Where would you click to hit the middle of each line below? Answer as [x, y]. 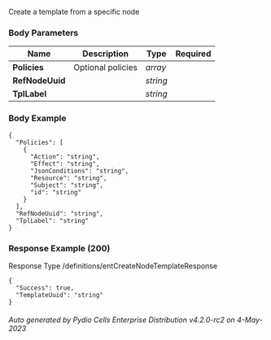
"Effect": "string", [65, 163]
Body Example [37, 119]
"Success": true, [45, 288]
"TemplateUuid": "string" [60, 295]
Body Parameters [44, 33]
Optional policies [105, 68]
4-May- [250, 320]
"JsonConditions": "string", [79, 171]
